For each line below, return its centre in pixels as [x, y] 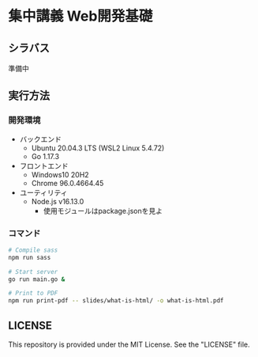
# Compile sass [33, 250]
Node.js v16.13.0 [58, 201]
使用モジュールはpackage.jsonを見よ [103, 211]
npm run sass [30, 257]
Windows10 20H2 [60, 174]
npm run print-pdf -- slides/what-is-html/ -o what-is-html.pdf [116, 301]
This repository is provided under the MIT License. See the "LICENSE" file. [129, 344]
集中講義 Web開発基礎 [80, 16]
